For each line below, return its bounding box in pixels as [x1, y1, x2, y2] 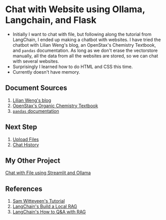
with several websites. [12, 58, 59, 64]
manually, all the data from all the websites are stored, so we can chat [12, 52, 158, 59]
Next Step [5, 123, 37, 132]
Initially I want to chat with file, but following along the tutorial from [12, 31, 152, 37]
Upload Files [12, 136, 39, 142]
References [5, 184, 43, 193]
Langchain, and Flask [5, 14, 97, 26]
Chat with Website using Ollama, [5, 4, 145, 15]
